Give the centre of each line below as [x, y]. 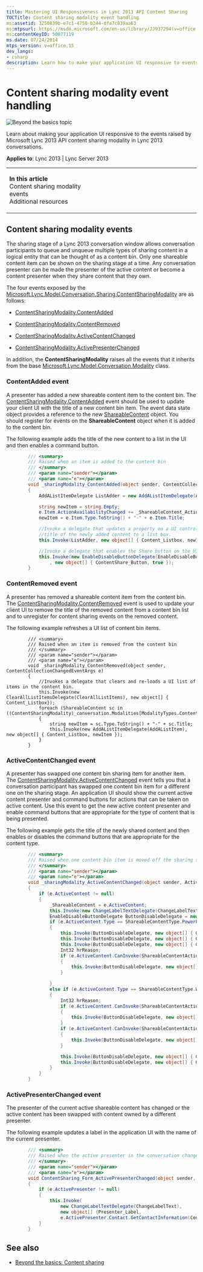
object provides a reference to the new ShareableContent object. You [92, 414]
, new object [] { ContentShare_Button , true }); [111, 562]
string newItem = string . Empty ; [79, 507]
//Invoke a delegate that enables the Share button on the [114, 551]
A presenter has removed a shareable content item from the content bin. [96, 597]
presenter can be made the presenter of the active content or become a [96, 270]
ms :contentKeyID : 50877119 [40, 35]
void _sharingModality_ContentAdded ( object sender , [95, 484]
